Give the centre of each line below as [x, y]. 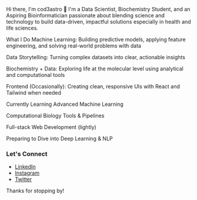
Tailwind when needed [34, 93]
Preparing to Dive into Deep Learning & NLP [60, 138]
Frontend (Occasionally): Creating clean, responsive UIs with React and [93, 86]
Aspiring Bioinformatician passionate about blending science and [85, 15]
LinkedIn [25, 167]
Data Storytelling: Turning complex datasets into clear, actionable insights [96, 57]
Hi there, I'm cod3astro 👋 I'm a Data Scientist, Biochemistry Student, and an [98, 9]
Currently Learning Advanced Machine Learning [65, 104]
